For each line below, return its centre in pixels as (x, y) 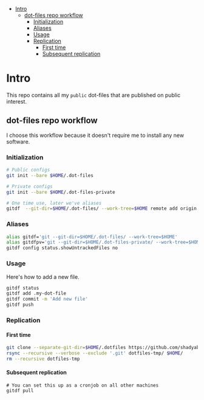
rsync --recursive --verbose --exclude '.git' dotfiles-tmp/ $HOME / (95, 353)
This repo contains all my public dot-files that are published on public (93, 95)
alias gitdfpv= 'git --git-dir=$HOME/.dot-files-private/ (80, 242)
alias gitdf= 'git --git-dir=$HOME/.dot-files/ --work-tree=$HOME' (92, 237)
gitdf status (23, 288)
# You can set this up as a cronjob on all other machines (83, 385)
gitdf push (20, 305)
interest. (17, 101)
